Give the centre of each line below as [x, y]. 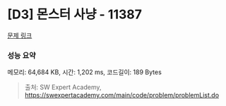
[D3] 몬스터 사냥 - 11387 [75, 14]
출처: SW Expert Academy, [63, 87]
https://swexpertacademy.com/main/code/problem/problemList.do [122, 95]
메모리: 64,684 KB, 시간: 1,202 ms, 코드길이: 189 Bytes [85, 72]
